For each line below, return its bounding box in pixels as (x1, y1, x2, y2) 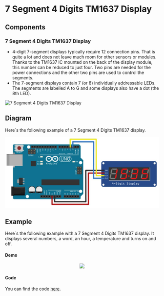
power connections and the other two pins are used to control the (12, 70, 144, 75)
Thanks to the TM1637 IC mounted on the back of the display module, (12, 59, 153, 65)
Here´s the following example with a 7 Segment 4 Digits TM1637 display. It (5, 230, 154, 236)
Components (5, 23, 45, 31)
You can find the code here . (5, 286, 61, 292)
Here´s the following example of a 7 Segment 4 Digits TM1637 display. (5, 127, 146, 133)
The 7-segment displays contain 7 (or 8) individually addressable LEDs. (12, 80, 156, 86)
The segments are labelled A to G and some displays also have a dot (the (12, 85, 159, 91)
